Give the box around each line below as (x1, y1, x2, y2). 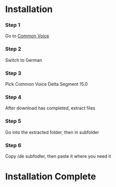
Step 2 (5, 45, 21, 52)
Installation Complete (5, 171, 96, 182)
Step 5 (5, 117, 21, 124)
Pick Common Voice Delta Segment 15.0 (5, 81, 88, 87)
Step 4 (5, 94, 21, 100)
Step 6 (5, 142, 21, 149)
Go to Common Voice (5, 33, 49, 39)
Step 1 (5, 22, 20, 29)
